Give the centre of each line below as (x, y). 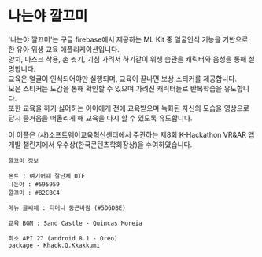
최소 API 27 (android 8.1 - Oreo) (63, 238)
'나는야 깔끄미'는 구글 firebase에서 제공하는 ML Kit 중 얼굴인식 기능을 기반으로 (128, 39)
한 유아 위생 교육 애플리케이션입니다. (64, 49)
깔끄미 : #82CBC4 (34, 193)
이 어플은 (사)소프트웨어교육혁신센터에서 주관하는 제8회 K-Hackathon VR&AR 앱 (131, 134)
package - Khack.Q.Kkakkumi (54, 245)
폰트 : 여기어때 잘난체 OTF (46, 176)
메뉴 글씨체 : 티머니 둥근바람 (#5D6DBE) (67, 208)
